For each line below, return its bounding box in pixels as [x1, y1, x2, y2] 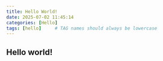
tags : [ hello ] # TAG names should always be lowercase [6, 25, 158, 31]
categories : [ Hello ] [6, 20, 58, 25]
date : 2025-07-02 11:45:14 [6, 14, 74, 20]
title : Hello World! [6, 8, 58, 15]
